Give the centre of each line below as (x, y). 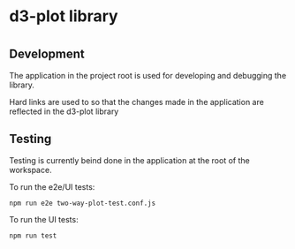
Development (47, 54)
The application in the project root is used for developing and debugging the (148, 75)
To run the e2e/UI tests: (52, 186)
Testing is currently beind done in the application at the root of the (129, 160)
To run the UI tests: (44, 219)
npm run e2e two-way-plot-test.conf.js (83, 203)
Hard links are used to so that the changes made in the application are (137, 102)
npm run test (33, 236)
